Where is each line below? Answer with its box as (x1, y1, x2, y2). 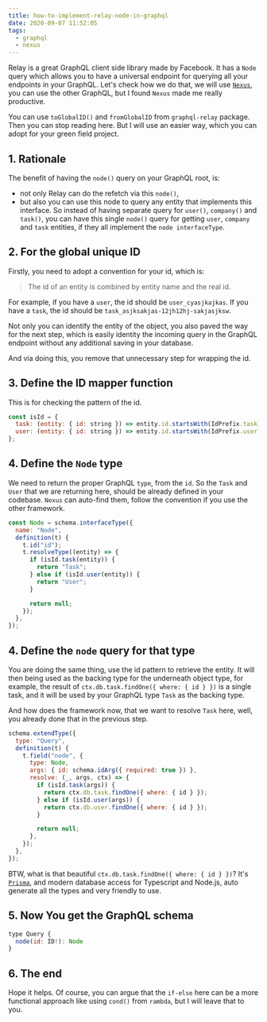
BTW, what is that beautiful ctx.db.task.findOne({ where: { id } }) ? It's (8, 869, 249, 878)
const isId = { (8, 412, 59, 421)
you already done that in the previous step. (8, 714, 149, 723)
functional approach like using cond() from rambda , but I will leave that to (8, 997, 245, 1006)
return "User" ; (37, 578, 87, 586)
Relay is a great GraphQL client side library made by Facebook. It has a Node (8, 63, 257, 72)
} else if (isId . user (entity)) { (29, 571, 141, 579)
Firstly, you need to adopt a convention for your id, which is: (8, 266, 205, 276)
